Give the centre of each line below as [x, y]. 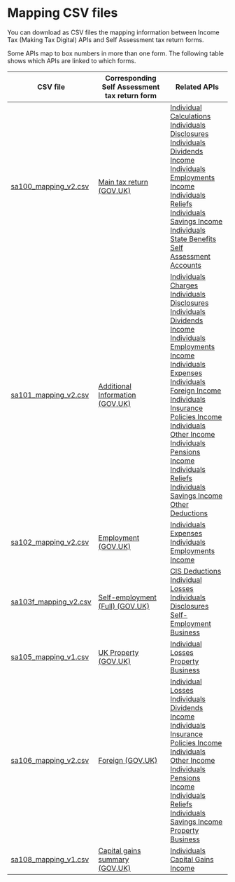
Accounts [186, 265]
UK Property [119, 652]
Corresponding [130, 78]
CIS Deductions [196, 571]
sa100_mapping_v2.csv [50, 186]
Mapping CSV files [63, 13]
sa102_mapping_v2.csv [50, 542]
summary [114, 859]
